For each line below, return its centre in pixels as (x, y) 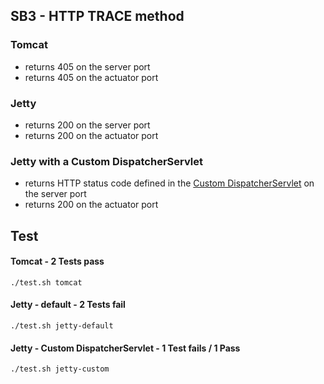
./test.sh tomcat (46, 282)
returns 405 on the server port (87, 66)
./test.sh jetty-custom (60, 369)
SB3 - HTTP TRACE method (97, 16)
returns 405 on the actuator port (91, 77)
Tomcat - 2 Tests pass (57, 261)
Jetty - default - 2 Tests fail (68, 305)
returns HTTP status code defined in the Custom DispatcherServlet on (169, 183)
